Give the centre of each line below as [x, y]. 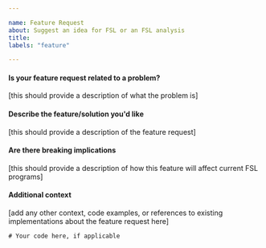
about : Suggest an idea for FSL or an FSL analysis [96, 30]
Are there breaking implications [62, 150]
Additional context [40, 195]
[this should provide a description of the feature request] [102, 132]
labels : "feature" [39, 45]
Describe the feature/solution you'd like [76, 114]
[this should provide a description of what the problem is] [103, 96]
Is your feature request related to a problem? [84, 78]
